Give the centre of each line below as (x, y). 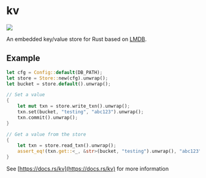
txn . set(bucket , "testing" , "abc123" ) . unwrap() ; (81, 112)
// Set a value (26, 95)
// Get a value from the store (46, 134)
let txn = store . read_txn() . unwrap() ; (67, 146)
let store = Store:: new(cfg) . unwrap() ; (57, 78)
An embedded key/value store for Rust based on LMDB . (77, 39)
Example (23, 58)
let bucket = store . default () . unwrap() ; (59, 84)
